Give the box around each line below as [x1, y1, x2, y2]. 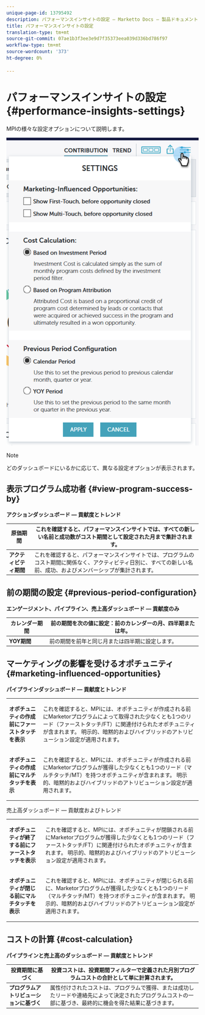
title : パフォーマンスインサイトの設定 [6, 23, 94, 29]
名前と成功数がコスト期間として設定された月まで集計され [43, 533, 188, 541]
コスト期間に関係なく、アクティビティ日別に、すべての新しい [34, 559, 188, 566]
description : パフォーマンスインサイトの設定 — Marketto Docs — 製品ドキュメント [6, 16, 198, 23]
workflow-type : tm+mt [6, 42, 62, 48]
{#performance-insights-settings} [6, 104, 185, 117]
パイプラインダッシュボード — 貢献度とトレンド [6, 685, 127, 693]
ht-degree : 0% [6, 55, 43, 61]
